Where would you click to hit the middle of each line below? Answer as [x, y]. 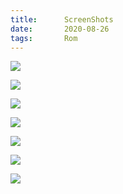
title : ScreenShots [62, 19]
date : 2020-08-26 [60, 29]
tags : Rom [44, 38]
